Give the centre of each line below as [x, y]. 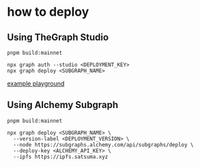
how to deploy [48, 12]
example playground [36, 83]
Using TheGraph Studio [58, 37]
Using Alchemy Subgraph [62, 105]
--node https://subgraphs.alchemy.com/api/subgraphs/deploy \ [103, 144]
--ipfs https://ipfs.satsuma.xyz [61, 157]
